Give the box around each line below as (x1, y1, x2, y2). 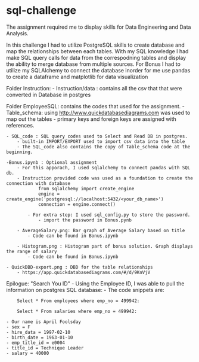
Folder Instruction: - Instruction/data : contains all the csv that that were (6, 84, 182, 92)
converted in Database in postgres (6, 91, 91, 98)
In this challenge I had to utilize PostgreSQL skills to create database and (6, 41, 185, 48)
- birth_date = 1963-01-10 (6, 334, 73, 340)
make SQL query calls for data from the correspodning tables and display (6, 54, 186, 61)
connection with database (6, 180, 70, 186)
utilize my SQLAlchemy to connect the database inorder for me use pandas (6, 66, 191, 74)
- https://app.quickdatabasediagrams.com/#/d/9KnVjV (17, 269, 151, 275)
